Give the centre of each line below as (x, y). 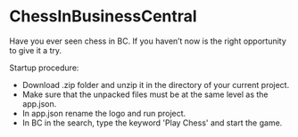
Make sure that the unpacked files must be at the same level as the (145, 94)
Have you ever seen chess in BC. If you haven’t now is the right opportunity (148, 41)
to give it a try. (36, 50)
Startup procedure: (44, 68)
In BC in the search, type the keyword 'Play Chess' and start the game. (152, 123)
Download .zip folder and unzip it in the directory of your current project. (156, 85)
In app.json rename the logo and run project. (104, 113)
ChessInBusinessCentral (103, 16)
